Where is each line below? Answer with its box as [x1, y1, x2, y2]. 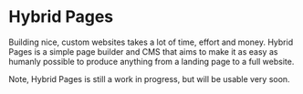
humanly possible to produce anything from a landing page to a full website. [8, 56, 295, 67]
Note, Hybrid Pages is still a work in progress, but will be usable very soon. [8, 73, 290, 84]
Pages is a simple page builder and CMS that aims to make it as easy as [8, 46, 278, 57]
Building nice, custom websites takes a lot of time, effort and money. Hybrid [8, 37, 294, 47]
